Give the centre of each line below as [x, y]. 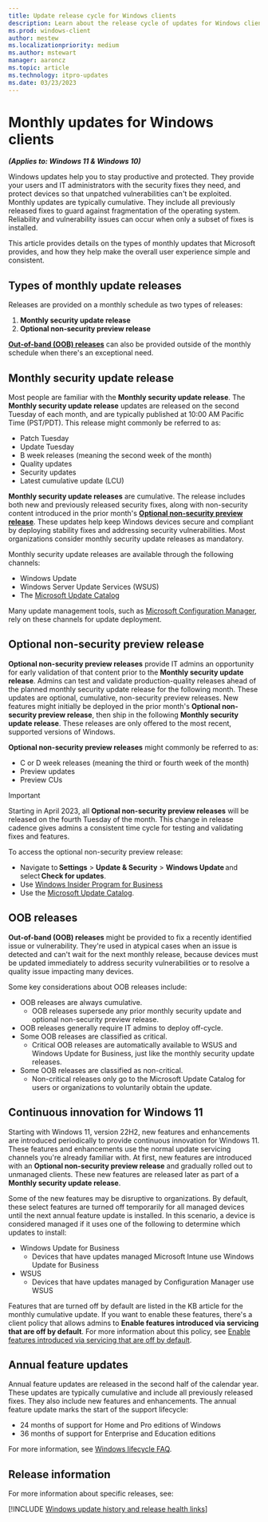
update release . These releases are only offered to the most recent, [120, 723]
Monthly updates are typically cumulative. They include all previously [122, 202]
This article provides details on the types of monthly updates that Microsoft [132, 243]
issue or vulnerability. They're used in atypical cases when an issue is [123, 946]
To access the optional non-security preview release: [96, 851]
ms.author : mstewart [43, 53]
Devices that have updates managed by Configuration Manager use [143, 1282]
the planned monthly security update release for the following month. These [133, 689]
